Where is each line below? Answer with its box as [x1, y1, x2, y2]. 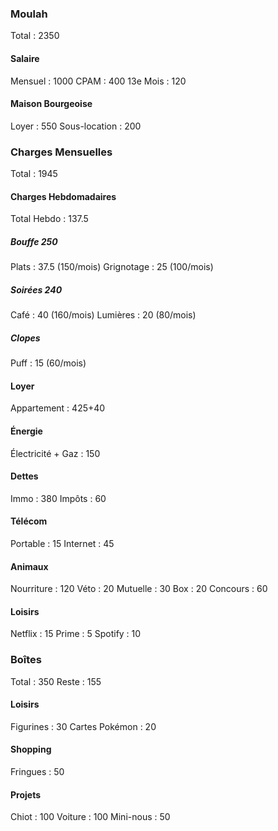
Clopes [10, 332, 41, 344]
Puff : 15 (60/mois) [10, 357, 87, 369]
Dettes [10, 470, 39, 482]
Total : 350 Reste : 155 [10, 675, 102, 687]
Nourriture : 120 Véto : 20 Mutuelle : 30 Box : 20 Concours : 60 [10, 583, 268, 595]
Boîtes [10, 653, 43, 667]
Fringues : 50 [10, 766, 65, 778]
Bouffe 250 [10, 235, 58, 247]
